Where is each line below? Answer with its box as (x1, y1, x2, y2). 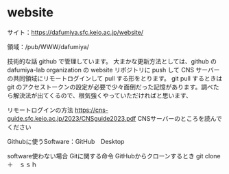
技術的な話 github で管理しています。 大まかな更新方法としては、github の (7, 57, 217, 66)
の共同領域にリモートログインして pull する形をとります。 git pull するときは (7, 74, 223, 83)
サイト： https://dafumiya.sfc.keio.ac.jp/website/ (7, 28, 144, 36)
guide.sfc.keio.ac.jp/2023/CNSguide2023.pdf (7, 114, 136, 122)
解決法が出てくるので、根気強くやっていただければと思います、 (12, 91, 192, 100)
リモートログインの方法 (7, 106, 73, 114)
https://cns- (74, 106, 108, 114)
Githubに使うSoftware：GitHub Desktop (7, 137, 125, 145)
